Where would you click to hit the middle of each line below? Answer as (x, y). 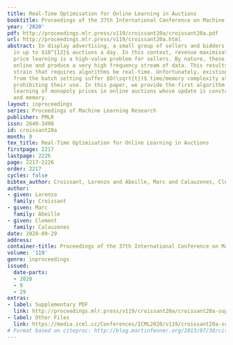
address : (20, 240)
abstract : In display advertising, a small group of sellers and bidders (116, 46)
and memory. (31, 98)
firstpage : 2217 (31, 150)
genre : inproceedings (38, 259)
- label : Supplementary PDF (48, 305)
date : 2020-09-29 (32, 234)
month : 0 (20, 136)
